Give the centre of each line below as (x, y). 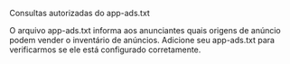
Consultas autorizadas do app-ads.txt (80, 13)
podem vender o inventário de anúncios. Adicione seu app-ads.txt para (142, 40)
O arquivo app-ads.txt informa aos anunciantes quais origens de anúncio (145, 30)
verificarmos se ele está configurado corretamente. (105, 50)
